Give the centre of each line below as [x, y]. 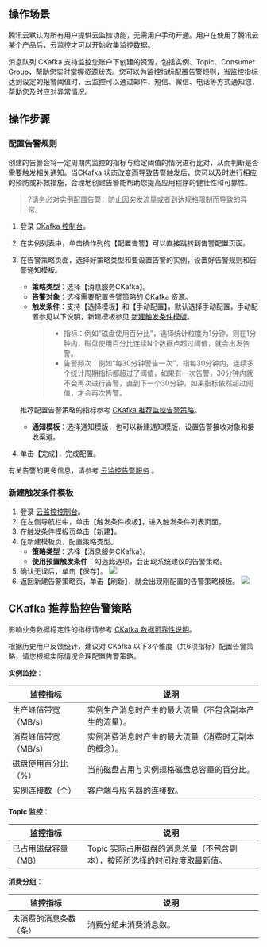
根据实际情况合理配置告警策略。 [88, 656]
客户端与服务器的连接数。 [135, 790]
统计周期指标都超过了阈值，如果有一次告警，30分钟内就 [162, 373]
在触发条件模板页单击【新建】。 [70, 531]
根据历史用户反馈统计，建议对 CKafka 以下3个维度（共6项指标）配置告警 [128, 646]
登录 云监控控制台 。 [52, 512]
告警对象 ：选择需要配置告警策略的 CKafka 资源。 [112, 296]
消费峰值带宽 [37, 736]
